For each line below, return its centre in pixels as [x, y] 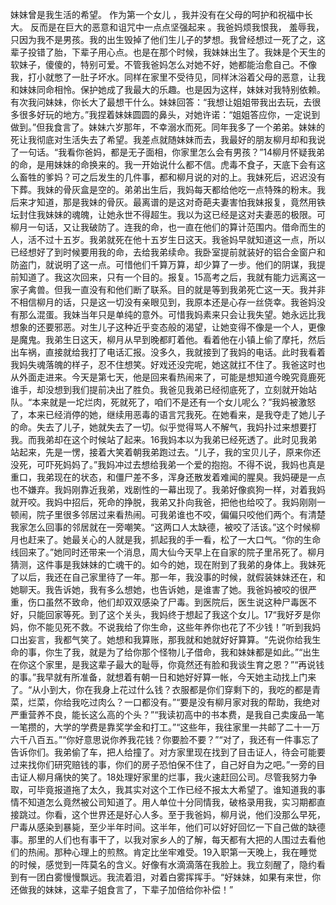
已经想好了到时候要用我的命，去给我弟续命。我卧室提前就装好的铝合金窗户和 [168, 252]
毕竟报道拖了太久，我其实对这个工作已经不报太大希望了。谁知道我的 [176, 789]
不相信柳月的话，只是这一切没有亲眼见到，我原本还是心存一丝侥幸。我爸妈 [163, 302]
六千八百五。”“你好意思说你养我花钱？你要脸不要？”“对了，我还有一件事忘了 [165, 739]
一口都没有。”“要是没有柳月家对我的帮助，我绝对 [222, 702]
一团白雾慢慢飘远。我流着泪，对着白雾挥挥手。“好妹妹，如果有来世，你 [174, 877]
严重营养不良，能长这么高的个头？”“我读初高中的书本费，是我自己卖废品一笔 [167, 714]
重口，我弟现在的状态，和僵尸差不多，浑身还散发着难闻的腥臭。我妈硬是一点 [168, 477]
